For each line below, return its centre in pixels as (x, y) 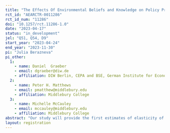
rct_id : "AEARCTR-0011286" (34, 15)
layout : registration (28, 123)
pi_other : (16, 57)
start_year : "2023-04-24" (32, 43)
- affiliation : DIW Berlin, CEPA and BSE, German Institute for (83, 76)
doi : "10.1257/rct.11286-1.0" (37, 24)
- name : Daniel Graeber (40, 66)
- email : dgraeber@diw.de (42, 71)
